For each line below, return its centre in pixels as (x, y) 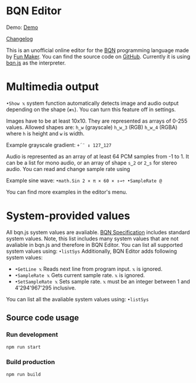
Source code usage (43, 318)
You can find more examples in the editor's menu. (67, 192)
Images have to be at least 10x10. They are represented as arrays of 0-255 (97, 121)
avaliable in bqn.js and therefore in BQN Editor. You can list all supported (94, 244)
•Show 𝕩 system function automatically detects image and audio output (92, 103)
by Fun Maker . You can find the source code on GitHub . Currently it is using (98, 56)
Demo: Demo (22, 27)
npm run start (24, 347)
